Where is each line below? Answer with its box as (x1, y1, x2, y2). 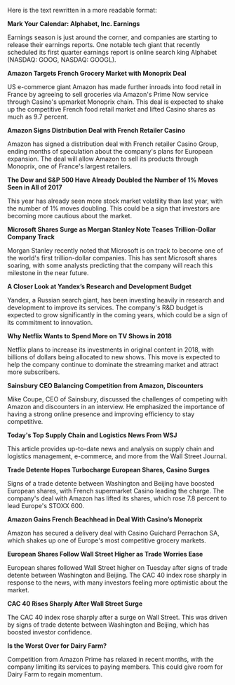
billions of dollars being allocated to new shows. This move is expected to (7, 353, 220, 361)
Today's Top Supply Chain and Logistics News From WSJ (7, 431, 177, 439)
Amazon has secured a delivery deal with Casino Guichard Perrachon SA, (7, 529, 220, 537)
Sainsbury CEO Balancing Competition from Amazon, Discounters (7, 382, 203, 390)
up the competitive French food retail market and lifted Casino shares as (7, 105, 216, 113)
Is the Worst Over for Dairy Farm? (7, 641, 107, 650)
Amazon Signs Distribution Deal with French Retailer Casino (7, 126, 186, 134)
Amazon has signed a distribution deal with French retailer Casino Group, (7, 140, 219, 148)
